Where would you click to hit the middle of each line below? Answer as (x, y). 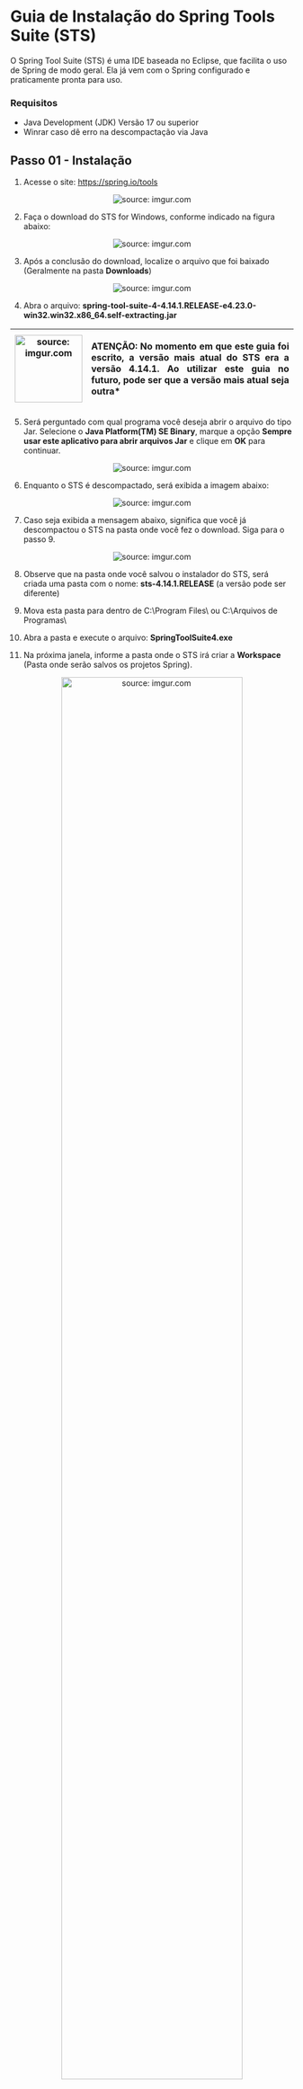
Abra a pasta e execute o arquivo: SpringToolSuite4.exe (128, 638)
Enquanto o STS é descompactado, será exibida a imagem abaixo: (146, 485)
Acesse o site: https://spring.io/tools (90, 182)
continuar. (42, 450)
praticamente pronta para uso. (67, 79)
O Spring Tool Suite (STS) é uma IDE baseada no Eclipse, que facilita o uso (148, 60)
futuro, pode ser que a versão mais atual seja (190, 380)
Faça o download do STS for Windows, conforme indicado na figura (149, 217)
